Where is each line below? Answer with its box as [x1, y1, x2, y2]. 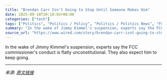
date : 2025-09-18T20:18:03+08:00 [5, 12, 75, 17]
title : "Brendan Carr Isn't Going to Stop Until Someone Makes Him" [5, 7, 150, 12]
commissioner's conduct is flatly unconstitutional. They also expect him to [5, 49, 157, 55]
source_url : [5, 30, 30, 35]
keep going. [5, 55, 30, 60]
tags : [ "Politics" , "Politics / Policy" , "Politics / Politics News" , [5, 21, 155, 26]
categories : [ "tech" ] [5, 16, 50, 21]
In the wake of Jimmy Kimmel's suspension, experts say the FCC [5, 44, 138, 50]
